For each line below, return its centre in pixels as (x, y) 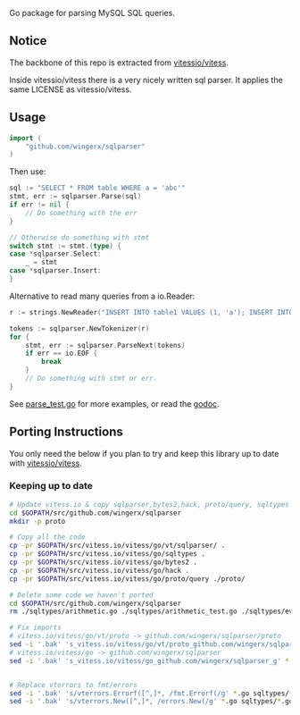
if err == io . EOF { (62, 353)
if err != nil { (39, 205)
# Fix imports (36, 628)
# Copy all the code (48, 537)
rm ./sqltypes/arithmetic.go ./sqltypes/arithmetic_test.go (124, 611)
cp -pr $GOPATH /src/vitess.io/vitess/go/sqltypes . (107, 554)
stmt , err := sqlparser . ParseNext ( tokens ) (105, 345)
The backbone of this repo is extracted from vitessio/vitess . (119, 63)
